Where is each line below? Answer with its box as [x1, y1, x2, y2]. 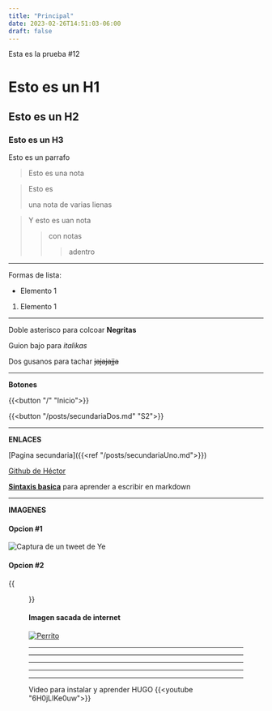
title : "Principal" [8, 11, 74, 20]
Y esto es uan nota [28, 216, 91, 226]
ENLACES [8, 435, 42, 445]
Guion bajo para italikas [8, 341, 87, 351]
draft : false [8, 27, 53, 35]
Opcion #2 [8, 561, 45, 571]
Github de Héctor [8, 466, 66, 476]
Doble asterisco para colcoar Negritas [8, 325, 137, 335]
